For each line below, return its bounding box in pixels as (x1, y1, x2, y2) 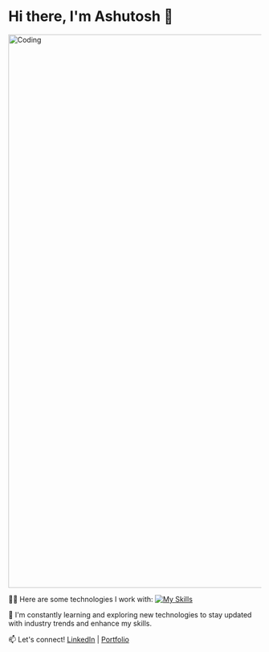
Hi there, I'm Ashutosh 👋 (8, 7, 174, 26)
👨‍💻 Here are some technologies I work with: (8, 594, 154, 604)
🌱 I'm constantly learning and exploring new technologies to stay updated (8, 609, 252, 619)
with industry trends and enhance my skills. (8, 618, 153, 628)
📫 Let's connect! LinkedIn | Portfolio (8, 634, 130, 644)
